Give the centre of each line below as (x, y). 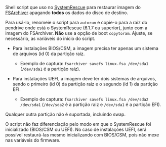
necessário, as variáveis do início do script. (50, 38)
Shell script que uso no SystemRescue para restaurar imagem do (73, 7)
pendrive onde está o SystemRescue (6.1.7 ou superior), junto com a (76, 28)
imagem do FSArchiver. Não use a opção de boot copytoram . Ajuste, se (79, 33)
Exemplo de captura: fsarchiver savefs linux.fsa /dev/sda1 (84, 63)
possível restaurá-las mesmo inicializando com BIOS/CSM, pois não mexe (82, 135)
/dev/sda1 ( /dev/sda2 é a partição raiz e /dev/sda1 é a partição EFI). (91, 105)
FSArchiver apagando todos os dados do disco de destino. (67, 13)
